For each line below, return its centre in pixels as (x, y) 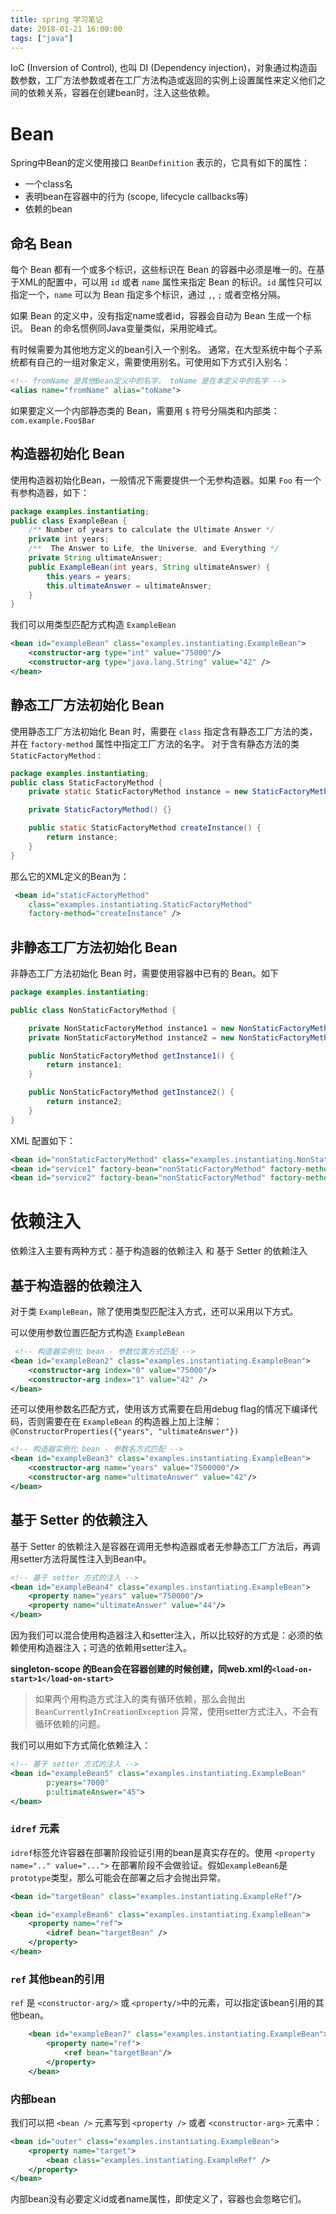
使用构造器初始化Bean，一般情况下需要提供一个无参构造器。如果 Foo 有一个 (166, 480)
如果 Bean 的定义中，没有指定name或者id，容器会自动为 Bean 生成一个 (156, 316)
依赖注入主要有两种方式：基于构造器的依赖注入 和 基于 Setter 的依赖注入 (159, 1251)
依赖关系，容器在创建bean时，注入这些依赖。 (121, 93)
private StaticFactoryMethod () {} (100, 810)
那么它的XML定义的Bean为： (70, 876)
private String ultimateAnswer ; (95, 558)
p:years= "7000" (78, 1782)
